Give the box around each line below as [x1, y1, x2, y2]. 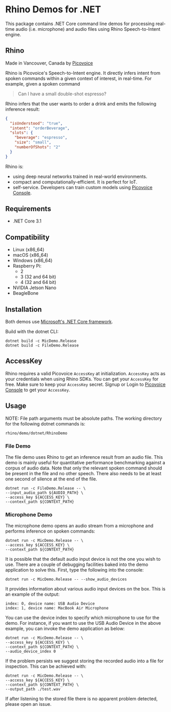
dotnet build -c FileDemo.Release [5, 343, 79, 348]
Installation [5, 305, 42, 314]
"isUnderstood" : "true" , [10, 120, 63, 126]
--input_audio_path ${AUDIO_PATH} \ [5, 490, 83, 495]
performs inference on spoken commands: [5, 528, 96, 534]
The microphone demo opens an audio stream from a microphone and [5, 523, 154, 529]
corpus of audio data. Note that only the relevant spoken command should [5, 465, 162, 471]
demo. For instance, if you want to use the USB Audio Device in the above [5, 620, 161, 626]
